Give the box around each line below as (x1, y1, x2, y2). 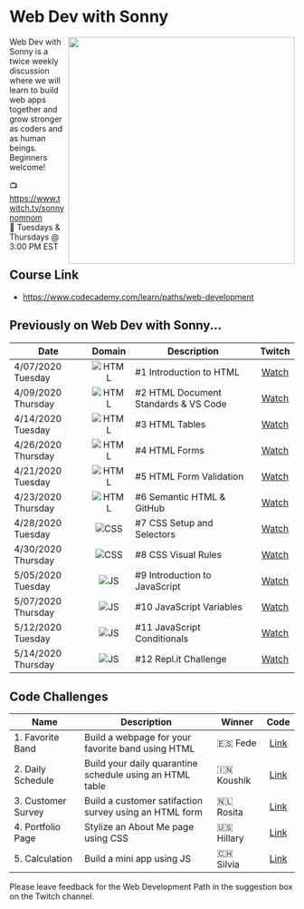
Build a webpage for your (84, 731, 192, 744)
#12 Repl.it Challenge (135, 652, 227, 665)
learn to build (9, 84, 59, 95)
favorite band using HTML (84, 742, 195, 755)
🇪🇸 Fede (216, 737, 257, 749)
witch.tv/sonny (9, 202, 65, 213)
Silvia (216, 858, 240, 871)
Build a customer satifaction (84, 795, 204, 807)
